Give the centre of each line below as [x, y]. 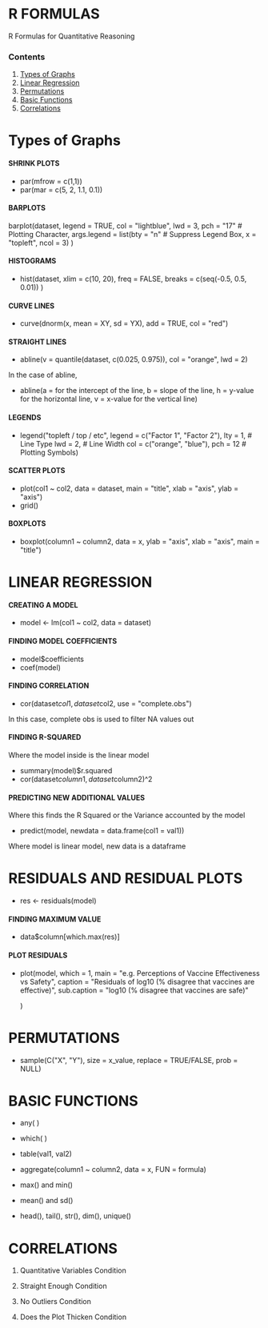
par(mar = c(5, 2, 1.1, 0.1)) [61, 190]
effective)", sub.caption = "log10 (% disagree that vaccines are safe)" [134, 990]
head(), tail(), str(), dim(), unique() [76, 1216]
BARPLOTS [27, 208]
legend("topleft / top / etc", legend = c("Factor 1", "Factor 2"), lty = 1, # [136, 435]
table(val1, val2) [46, 1154]
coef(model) [40, 667]
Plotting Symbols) [49, 452]
